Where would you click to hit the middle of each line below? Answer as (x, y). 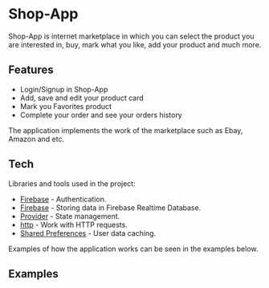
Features (31, 70)
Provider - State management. (70, 216)
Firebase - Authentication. (63, 199)
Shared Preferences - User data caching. (88, 233)
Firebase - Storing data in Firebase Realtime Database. (110, 207)
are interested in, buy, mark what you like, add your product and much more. (135, 44)
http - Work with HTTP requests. (74, 225)
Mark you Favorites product (66, 106)
